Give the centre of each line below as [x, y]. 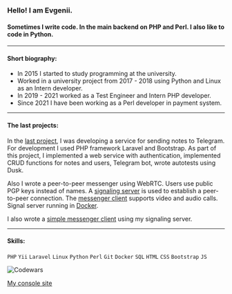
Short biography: [32, 58]
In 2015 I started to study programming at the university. [97, 74]
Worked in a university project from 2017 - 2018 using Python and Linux [119, 81]
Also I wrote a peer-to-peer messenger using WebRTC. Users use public [110, 183]
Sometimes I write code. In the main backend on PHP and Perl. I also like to [116, 27]
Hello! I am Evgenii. [40, 10]
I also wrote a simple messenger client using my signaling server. [100, 219]
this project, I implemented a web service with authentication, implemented [114, 155]
